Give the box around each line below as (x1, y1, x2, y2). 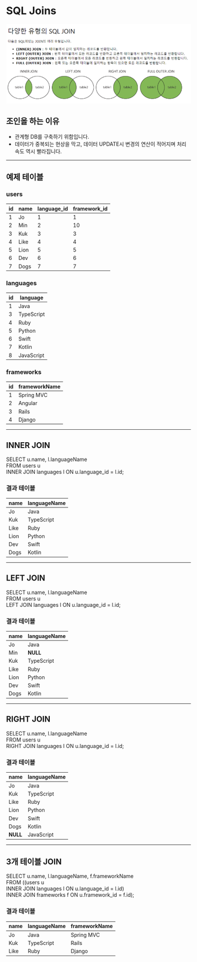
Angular (18, 400, 38, 407)
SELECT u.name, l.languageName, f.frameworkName (6, 873, 134, 880)
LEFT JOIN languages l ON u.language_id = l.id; (6, 601, 121, 608)
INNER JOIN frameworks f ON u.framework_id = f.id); (6, 891, 135, 898)
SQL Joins (6, 4, 57, 18)
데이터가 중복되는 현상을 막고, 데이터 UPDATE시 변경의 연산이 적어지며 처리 (14, 140, 186, 148)
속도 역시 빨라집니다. (14, 148, 62, 155)
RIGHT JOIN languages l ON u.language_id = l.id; (6, 742, 124, 749)
